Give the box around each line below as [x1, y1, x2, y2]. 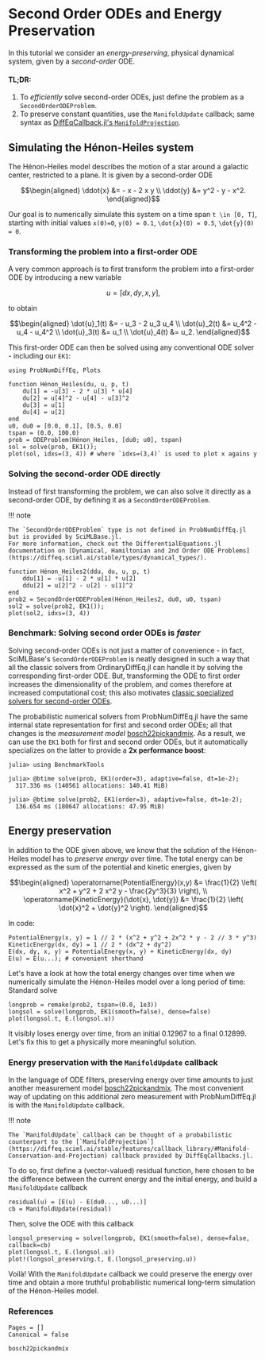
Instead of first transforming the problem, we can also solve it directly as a [8, 486, 252, 496]
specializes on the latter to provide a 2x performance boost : [8, 745, 206, 755]
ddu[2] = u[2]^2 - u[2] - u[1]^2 [22, 581, 133, 589]
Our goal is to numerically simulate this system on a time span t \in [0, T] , [8, 209, 258, 219]
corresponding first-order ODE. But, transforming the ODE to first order [8, 671, 240, 680]
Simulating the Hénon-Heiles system [8, 141, 194, 154]
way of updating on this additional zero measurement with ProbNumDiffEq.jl [8, 1091, 256, 1101]
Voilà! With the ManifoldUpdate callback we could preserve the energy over [8, 1269, 253, 1278]
